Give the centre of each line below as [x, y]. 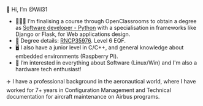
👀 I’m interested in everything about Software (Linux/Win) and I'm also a [106, 63]
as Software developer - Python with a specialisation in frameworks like [106, 28]
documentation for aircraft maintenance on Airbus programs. [83, 97]
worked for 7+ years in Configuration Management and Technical [89, 90]
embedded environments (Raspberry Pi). [67, 56]
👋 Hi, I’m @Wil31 [27, 9]
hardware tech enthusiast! [48, 69]
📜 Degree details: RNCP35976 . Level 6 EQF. [70, 41]
